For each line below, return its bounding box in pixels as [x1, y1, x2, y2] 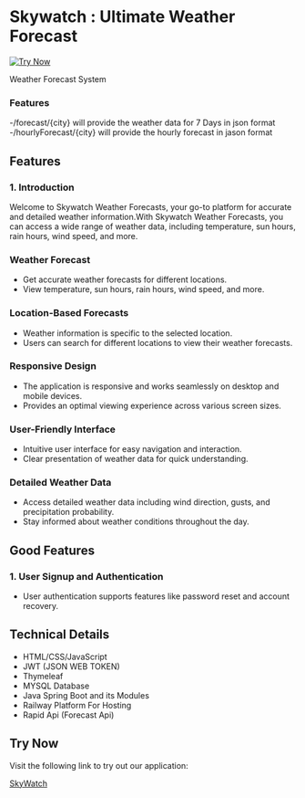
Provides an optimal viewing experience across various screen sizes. [22, 400, 282, 411]
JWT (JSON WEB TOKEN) [22, 660, 120, 672]
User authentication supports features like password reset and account [22, 591, 290, 602]
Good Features [9, 542, 96, 558]
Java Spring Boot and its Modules [22, 689, 150, 700]
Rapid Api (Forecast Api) [22, 709, 115, 720]
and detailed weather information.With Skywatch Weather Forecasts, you [9, 211, 284, 222]
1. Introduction [9, 181, 75, 194]
